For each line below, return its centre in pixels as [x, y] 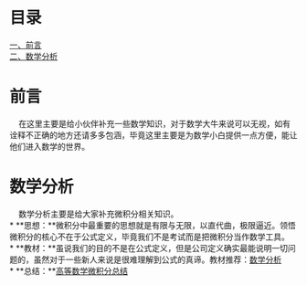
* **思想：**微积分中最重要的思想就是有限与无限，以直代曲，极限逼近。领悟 [153, 225]
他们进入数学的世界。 [49, 146]
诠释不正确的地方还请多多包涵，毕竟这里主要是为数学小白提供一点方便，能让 [153, 135]
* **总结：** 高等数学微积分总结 [69, 270]
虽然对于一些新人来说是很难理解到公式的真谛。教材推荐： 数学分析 [157, 259]
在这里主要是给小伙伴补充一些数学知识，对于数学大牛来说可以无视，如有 [154, 123]
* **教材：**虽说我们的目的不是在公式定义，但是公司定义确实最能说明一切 [149, 248]
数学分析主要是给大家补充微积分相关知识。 [98, 214]
